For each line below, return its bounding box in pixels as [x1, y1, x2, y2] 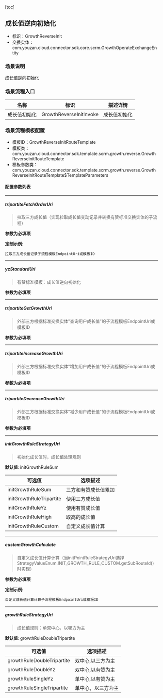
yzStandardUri [5, 266, 35, 272]
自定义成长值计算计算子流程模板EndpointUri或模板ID [5, 597, 98, 602]
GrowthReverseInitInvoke [41, 111, 99, 118]
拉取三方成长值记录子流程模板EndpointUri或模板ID [5, 251, 95, 256]
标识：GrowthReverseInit [12, 33, 62, 39]
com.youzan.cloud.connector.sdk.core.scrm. [12, 45, 102, 51]
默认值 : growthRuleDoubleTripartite [5, 635, 75, 641]
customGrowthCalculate [5, 542, 56, 548]
